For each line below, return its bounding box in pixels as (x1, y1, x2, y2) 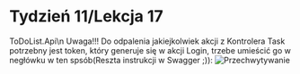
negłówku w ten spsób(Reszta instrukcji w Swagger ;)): (9, 54, 214, 65)
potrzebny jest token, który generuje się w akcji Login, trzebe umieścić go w (9, 45, 292, 55)
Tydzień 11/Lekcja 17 (9, 6, 163, 27)
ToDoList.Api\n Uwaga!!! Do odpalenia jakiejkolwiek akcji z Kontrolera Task (9, 36, 286, 46)
